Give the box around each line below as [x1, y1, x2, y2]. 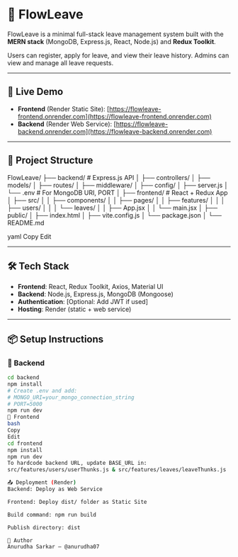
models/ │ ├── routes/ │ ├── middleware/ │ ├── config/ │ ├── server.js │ [7, 181, 229, 189]
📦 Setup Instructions [7, 333, 104, 345]
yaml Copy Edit [7, 232, 52, 240]
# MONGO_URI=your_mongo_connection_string [7, 393, 135, 401]
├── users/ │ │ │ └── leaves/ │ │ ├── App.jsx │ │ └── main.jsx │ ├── [7, 203, 218, 212]
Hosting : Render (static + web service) [17, 305, 132, 314]
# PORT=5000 [7, 400, 42, 407]
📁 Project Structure [7, 154, 93, 167]
